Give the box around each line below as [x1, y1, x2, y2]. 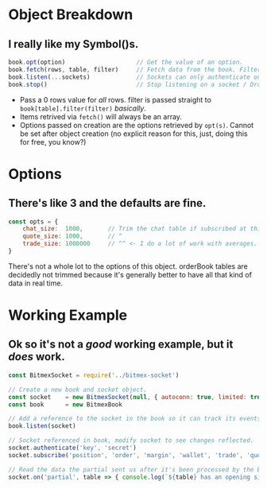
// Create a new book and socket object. [8, 386, 148, 394]
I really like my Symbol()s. [8, 37, 139, 51]
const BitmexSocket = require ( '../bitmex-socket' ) [8, 371, 180, 379]
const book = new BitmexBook [8, 400, 123, 409]
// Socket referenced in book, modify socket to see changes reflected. [8, 437, 254, 444]
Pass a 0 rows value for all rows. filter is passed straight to [19, 95, 212, 104]
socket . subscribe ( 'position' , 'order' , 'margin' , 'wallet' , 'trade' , [8, 451, 244, 459]
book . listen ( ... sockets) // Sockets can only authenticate [8, 73, 250, 81]
